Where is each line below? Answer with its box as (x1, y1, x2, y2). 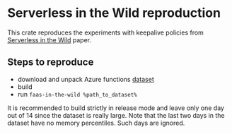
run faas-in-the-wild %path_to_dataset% (17, 90, 137, 98)
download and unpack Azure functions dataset (17, 75, 154, 83)
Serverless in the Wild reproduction (7, 5, 221, 21)
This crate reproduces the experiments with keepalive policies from (7, 28, 204, 37)
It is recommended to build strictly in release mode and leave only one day (7, 104, 225, 112)
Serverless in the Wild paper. (7, 35, 92, 44)
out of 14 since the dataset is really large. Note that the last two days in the (7, 111, 225, 119)
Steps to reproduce (7, 56, 94, 68)
